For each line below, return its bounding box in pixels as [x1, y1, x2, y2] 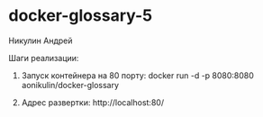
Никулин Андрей [8, 35, 73, 46]
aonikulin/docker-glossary [21, 79, 119, 90]
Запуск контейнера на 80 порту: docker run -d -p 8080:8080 [21, 69, 254, 81]
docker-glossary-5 [8, 5, 153, 26]
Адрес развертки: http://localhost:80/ [21, 96, 164, 108]
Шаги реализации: [8, 52, 79, 63]
